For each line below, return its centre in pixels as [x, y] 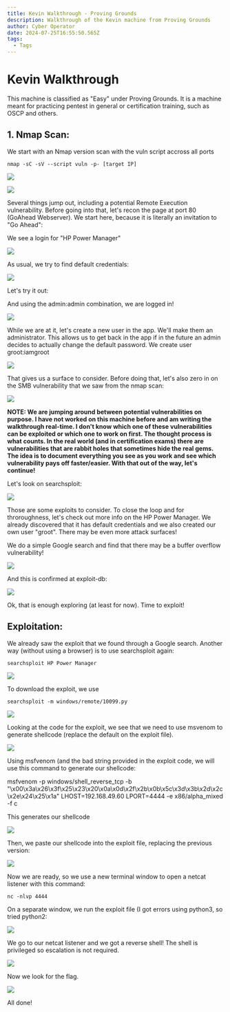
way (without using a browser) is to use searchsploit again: [91, 651]
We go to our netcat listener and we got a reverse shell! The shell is [103, 942]
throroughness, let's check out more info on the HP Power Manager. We [109, 517]
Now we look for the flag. [43, 976]
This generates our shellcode [49, 816]
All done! [20, 1002]
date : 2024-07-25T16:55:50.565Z [53, 33]
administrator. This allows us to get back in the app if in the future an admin [114, 337]
